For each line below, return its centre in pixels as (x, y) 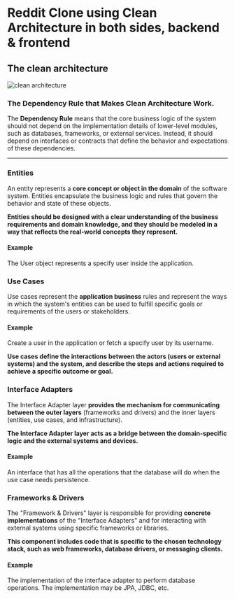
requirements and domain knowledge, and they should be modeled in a (113, 224)
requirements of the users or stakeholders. (69, 311)
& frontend (39, 43)
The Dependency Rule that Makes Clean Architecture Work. (111, 103)
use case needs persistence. (49, 479)
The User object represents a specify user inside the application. (101, 263)
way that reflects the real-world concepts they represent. (93, 232)
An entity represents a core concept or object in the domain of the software (117, 188)
